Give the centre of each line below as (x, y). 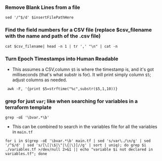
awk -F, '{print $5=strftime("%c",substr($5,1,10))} (63, 89)
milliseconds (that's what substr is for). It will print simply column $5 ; (81, 74)
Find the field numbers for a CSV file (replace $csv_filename (79, 30)
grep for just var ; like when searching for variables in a (71, 101)
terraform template (28, 107)
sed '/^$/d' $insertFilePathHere (39, 18)
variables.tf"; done (26, 154)
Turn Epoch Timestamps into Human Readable (62, 59)
